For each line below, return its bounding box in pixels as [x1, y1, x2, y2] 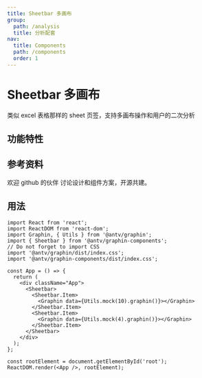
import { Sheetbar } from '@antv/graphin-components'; [7, 237, 168, 244]
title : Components [13, 42, 67, 49]
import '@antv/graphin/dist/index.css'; [7, 249, 125, 256]
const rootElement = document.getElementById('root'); [7, 358, 168, 365]
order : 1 [13, 55, 38, 62]
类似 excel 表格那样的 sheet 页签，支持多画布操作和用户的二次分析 [7, 111, 196, 119]
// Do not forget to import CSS [7, 243, 100, 250]
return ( [13, 273, 38, 280]
